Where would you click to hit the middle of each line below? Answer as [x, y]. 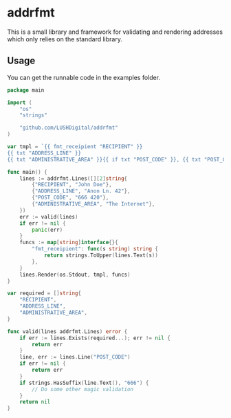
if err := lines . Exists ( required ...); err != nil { [95, 338]
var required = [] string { [44, 293]
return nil [35, 402]
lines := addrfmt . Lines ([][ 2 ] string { [74, 178]
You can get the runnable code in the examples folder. [84, 77]
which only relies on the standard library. [65, 39]
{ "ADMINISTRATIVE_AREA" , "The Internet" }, [93, 204]
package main [26, 90]
